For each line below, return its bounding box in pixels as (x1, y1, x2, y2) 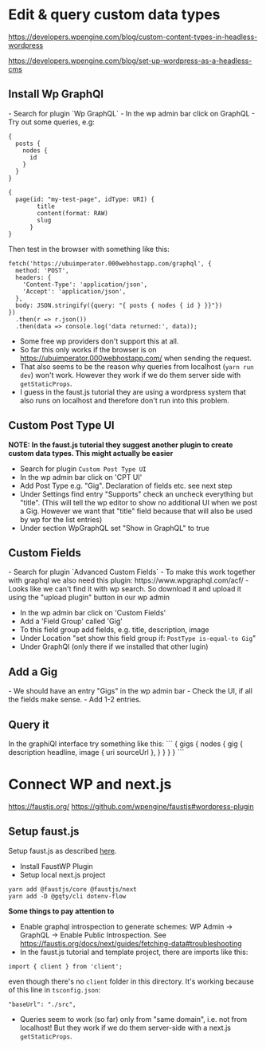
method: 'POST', (15, 266, 69, 274)
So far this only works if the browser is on (19, 344, 157, 354)
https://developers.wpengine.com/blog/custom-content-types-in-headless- (8, 32, 258, 41)
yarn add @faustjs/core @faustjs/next (8, 885, 137, 894)
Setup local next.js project (19, 870, 106, 879)
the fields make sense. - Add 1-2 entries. (8, 695, 142, 705)
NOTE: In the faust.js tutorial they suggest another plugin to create (8, 440, 233, 450)
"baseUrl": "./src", (8, 1000, 77, 1008)
